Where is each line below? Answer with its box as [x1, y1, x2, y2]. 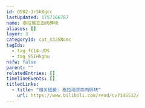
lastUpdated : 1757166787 [6, 14, 69, 20]
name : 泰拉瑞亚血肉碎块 [6, 20, 59, 26]
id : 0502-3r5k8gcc [6, 8, 53, 15]
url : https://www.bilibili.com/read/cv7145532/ [17, 92, 139, 98]
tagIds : [6, 43, 26, 49]
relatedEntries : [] [6, 70, 56, 76]
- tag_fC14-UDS [11, 48, 50, 54]
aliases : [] [6, 25, 36, 32]
